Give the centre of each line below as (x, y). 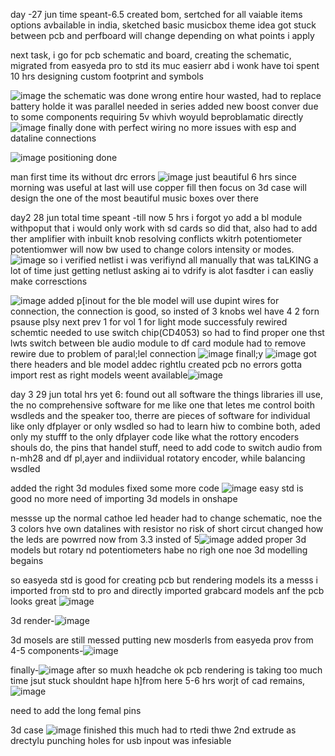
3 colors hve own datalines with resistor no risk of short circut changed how (167, 528)
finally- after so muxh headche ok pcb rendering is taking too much (166, 670)
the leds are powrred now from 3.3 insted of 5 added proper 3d (158, 539)
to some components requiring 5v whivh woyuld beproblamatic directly (157, 117)
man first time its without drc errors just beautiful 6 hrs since (153, 177)
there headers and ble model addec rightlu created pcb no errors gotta (156, 364)
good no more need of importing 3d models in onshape (124, 498)
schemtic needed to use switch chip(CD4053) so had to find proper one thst (167, 332)
